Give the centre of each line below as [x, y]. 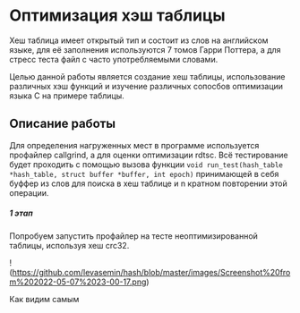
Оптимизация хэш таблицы [117, 16]
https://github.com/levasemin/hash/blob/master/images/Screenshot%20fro [151, 272]
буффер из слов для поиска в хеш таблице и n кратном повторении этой [149, 183]
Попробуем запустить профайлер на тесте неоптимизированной [133, 236]
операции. [29, 192]
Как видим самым [44, 299]
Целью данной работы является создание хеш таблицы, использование [147, 76]
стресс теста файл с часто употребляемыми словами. [114, 59]
